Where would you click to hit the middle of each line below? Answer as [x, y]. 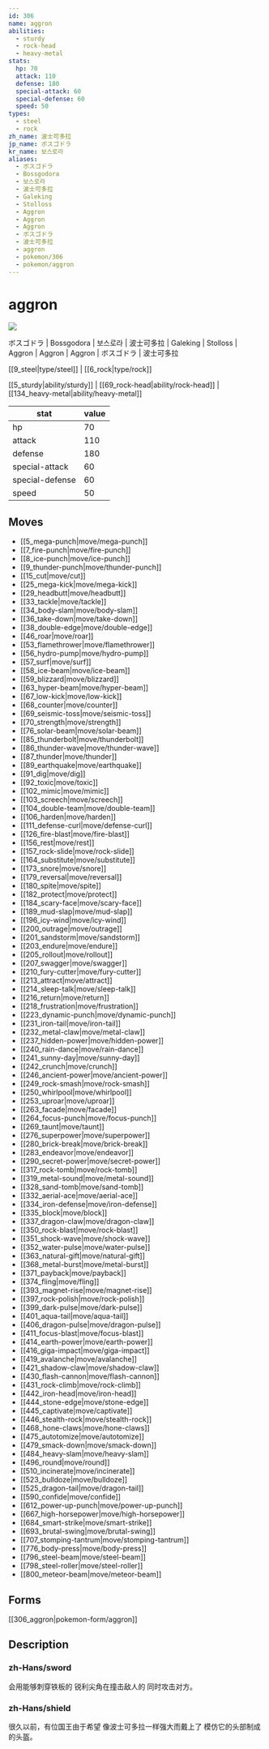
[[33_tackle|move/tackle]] [63, 602]
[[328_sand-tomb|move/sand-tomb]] [82, 1187]
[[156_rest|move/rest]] [57, 843]
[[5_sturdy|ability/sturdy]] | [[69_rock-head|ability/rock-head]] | [114, 385]
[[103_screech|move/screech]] [71, 800]
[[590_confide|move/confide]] [70, 1497]
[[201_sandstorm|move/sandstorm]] [80, 937]
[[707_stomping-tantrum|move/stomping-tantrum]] [105, 1540]
